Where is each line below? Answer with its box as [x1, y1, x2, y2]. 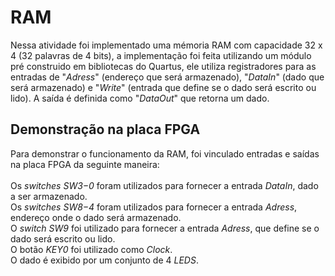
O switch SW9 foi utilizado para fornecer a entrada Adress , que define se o [10, 222, 320, 234]
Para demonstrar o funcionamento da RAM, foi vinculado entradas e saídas [10, 147, 320, 160]
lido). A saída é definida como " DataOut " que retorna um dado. [10, 92, 270, 104]
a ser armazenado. [10, 190, 88, 202]
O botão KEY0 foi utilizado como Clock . [10, 243, 173, 255]
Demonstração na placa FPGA [10, 121, 201, 138]
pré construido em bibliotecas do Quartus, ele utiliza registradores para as [10, 60, 317, 72]
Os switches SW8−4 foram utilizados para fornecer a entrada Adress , [10, 201, 298, 213]
